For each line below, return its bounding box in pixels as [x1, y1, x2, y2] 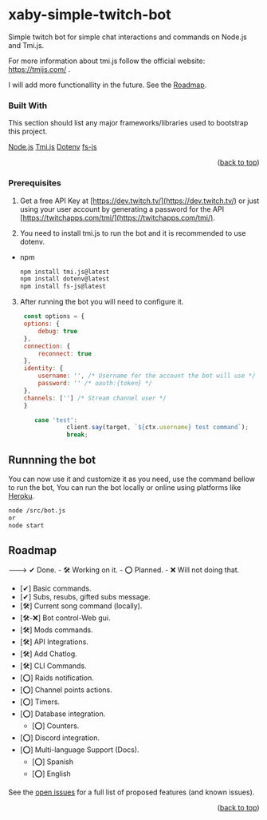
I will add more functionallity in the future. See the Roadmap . [8, 80, 207, 90]
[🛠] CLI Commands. [19, 661, 87, 671]
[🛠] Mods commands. [19, 625, 93, 635]
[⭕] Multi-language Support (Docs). [19, 745, 139, 754]
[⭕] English [31, 769, 72, 778]
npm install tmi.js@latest [19, 268, 110, 276]
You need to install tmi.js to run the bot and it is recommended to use [19, 228, 246, 237]
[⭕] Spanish [31, 757, 74, 766]
